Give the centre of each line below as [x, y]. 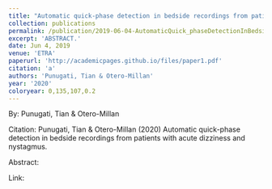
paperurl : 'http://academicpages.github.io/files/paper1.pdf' [115, 61]
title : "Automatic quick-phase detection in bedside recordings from [128, 16]
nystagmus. [28, 147]
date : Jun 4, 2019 [39, 46]
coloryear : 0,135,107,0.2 [52, 91]
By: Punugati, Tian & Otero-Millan [64, 114]
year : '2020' [30, 83]
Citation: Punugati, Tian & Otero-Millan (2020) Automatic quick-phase [125, 129]
